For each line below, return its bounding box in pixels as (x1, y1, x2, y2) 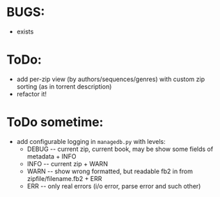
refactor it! (16, 89, 47, 98)
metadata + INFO (26, 152, 77, 161)
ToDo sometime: (6, 115, 104, 130)
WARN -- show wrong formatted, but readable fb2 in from (26, 167, 193, 175)
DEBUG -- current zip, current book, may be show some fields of (26, 145, 214, 153)
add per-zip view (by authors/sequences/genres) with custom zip (16, 75, 205, 83)
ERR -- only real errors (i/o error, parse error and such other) (26, 182, 201, 190)
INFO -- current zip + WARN (26, 159, 109, 168)
